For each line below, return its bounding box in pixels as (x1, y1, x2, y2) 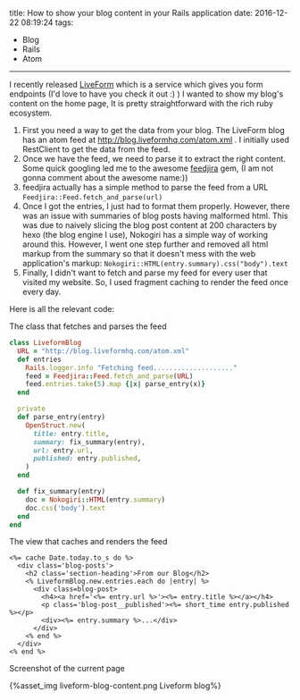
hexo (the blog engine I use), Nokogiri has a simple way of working (21, 230, 268, 240)
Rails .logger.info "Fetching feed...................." (25, 363, 238, 372)
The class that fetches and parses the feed (9, 321, 167, 332)
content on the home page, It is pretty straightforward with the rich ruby (9, 98, 274, 108)
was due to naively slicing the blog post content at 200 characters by (21, 220, 277, 231)
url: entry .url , (32, 446, 94, 455)
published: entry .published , (32, 454, 142, 463)
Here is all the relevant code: (9, 304, 115, 314)
